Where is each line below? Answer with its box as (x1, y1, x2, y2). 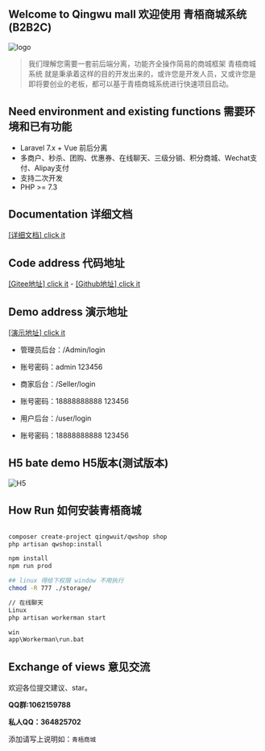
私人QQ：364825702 (8, 717, 82, 727)
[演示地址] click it (8, 328, 66, 338)
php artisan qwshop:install (8, 540, 103, 548)
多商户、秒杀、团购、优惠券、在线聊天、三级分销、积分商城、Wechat (19, 152, 251, 163)
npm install (8, 554, 48, 562)
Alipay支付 (34, 163, 70, 172)
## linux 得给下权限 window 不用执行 (8, 577, 124, 585)
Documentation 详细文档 (8, 208, 133, 222)
